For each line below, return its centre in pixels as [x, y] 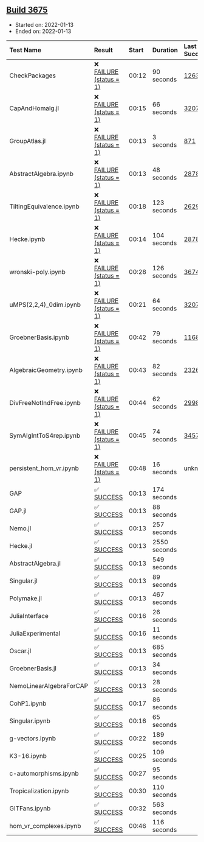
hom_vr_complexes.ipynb [45, 826]
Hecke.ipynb [27, 239]
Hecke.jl [21, 546]
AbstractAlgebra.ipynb [42, 174]
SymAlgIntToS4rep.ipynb [45, 435]
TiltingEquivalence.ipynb [45, 206]
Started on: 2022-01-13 [44, 24]
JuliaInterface [29, 616]
